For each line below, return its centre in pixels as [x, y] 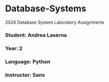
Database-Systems [46, 9]
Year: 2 [14, 48]
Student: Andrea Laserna [36, 35]
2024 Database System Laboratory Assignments [55, 22]
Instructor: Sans [25, 75]
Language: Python [28, 61]
